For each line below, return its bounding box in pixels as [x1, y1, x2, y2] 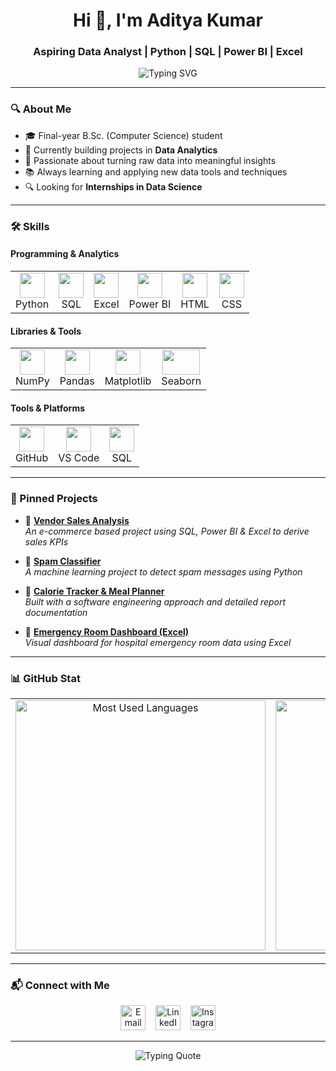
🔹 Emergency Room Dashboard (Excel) [24, 625, 190, 638]
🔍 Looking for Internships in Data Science [24, 180, 203, 193]
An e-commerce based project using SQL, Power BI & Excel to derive [24, 525, 310, 537]
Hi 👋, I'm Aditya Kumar [73, 9, 263, 32]
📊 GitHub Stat [10, 671, 81, 685]
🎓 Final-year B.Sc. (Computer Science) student [24, 129, 223, 141]
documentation [24, 606, 88, 618]
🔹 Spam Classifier [24, 555, 102, 567]
